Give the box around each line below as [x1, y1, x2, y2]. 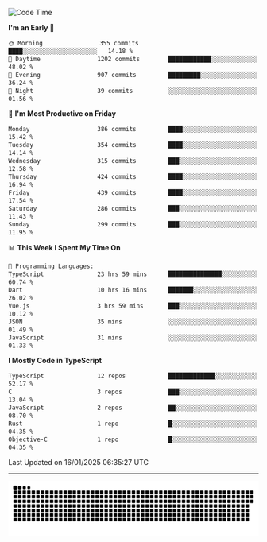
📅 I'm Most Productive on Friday [8, 109, 117, 118]
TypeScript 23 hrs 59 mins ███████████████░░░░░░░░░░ [8, 270, 258, 278]
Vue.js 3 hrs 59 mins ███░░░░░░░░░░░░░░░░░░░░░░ [8, 302, 258, 310]
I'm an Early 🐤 [8, 23, 55, 32]
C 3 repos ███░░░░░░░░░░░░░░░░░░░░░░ [8, 388, 258, 396]
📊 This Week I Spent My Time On [8, 243, 121, 252]
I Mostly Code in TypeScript [8, 356, 102, 365]
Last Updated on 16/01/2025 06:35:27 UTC [8, 458, 149, 467]
